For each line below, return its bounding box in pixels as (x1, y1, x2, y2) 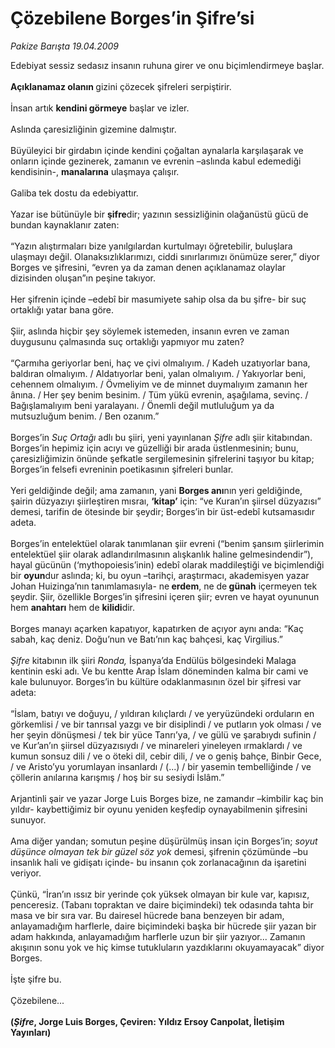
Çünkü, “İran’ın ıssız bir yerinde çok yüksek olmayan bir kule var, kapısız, (10, 888, 310, 900)
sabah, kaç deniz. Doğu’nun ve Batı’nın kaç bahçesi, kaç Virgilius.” (10, 633, 283, 645)
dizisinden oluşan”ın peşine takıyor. (10, 272, 157, 284)
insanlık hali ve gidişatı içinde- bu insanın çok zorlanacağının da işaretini (10, 856, 307, 868)
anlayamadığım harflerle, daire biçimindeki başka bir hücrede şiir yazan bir (10, 920, 317, 932)
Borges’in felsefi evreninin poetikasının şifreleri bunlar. (10, 463, 234, 475)
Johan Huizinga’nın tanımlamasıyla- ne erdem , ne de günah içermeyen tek (10, 580, 318, 592)
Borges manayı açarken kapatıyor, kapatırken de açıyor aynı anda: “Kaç (10, 622, 304, 634)
